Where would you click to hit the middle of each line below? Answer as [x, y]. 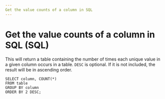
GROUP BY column [22, 87]
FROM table [16, 83]
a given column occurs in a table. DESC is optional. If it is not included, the [80, 64]
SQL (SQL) [27, 45]
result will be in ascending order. [39, 69]
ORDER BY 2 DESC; [23, 92]
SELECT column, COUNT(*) [31, 79]
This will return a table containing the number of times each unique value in [83, 59]
